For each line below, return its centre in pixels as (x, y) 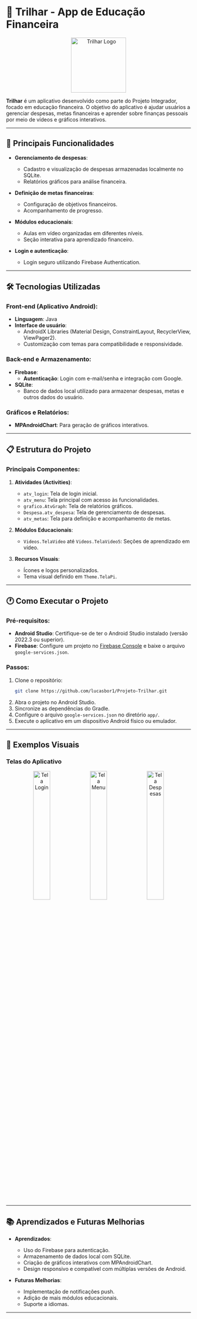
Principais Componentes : (43, 469)
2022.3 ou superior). (40, 640)
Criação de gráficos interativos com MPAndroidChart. (88, 1263)
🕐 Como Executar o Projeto (57, 601)
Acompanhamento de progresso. (63, 210)
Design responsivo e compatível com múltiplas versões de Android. (105, 1269)
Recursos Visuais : (37, 559)
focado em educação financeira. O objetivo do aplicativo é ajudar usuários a (98, 107)
